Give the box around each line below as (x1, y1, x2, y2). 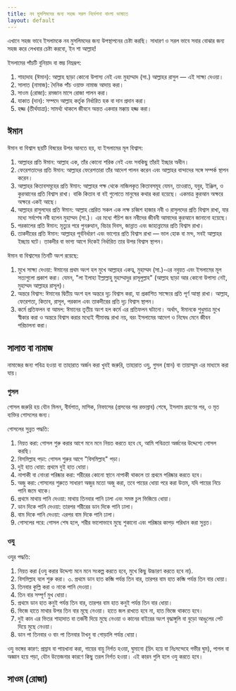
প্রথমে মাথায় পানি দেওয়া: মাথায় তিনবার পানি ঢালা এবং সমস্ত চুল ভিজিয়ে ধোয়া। (17, 495, 173, 503)
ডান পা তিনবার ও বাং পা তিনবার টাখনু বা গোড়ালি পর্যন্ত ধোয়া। (17, 630, 139, 639)
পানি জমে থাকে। (17, 486, 52, 495)
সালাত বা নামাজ (7, 342, 53, 354)
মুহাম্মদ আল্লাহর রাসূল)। (17, 282, 66, 290)
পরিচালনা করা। (17, 321, 49, 330)
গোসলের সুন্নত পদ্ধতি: (7, 425, 49, 433)
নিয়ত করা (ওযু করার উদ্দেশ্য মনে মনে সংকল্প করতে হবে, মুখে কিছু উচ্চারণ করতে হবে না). (17, 566, 194, 575)
